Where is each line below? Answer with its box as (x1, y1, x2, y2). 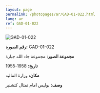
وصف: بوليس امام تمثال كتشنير (5, 82, 62, 88)
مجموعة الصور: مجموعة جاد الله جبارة (5, 54, 75, 60)
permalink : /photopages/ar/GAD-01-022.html (5, 12, 96, 17)
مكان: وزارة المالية (5, 72, 40, 79)
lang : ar (5, 16, 23, 21)
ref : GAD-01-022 (5, 21, 39, 26)
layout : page (5, 7, 32, 12)
